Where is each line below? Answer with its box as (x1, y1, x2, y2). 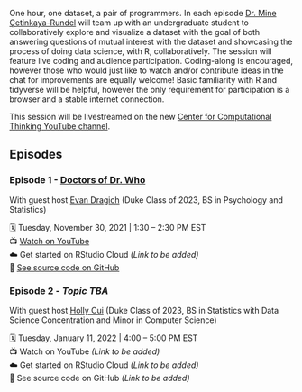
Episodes (9, 147, 63, 162)
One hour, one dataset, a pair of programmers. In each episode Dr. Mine (9, 8, 277, 18)
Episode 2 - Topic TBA (9, 284, 109, 296)
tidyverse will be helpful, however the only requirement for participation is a (9, 85, 290, 95)
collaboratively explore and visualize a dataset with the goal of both (9, 27, 261, 37)
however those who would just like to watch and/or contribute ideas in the (9, 65, 284, 76)
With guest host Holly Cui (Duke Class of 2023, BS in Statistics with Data (9, 305, 279, 315)
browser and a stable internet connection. (9, 94, 165, 105)
